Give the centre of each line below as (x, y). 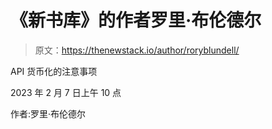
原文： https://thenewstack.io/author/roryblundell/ (137, 50)
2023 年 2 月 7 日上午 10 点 (66, 92)
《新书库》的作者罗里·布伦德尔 (136, 20)
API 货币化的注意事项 (54, 71)
